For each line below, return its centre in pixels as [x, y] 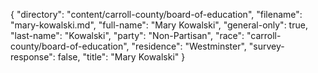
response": [33, 57]
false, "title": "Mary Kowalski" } [121, 57]
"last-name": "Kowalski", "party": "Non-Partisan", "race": [127, 35]
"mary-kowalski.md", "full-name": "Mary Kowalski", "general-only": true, [159, 25]
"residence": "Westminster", [189, 46]
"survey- [266, 46]
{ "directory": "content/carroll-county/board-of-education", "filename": [156, 14]
